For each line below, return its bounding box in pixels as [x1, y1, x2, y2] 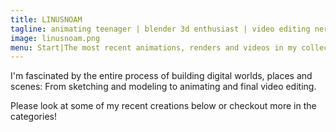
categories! [10, 111, 57, 123]
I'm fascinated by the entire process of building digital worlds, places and [10, 70, 313, 82]
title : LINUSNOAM [10, 14, 83, 25]
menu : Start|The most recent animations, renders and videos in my [10, 42, 298, 53]
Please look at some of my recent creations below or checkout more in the [10, 100, 317, 112]
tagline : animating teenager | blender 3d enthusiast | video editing [10, 24, 311, 34]
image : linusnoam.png [10, 33, 101, 43]
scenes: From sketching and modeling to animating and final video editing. [10, 81, 317, 93]
